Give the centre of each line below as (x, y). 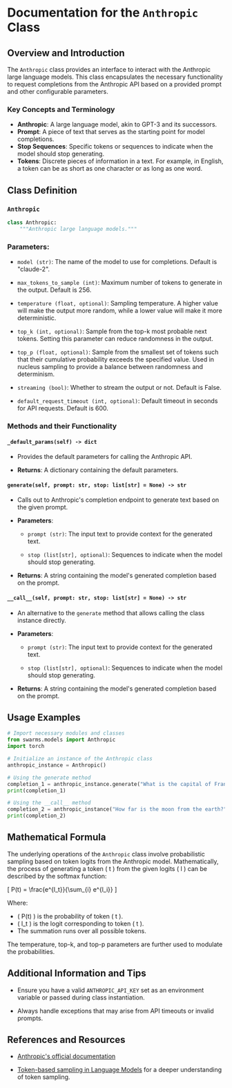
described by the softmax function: (57, 876)
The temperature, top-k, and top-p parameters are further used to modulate (115, 944)
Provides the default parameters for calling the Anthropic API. (105, 457)
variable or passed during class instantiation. (81, 997)
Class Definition (42, 190)
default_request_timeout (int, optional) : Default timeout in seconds (117, 401)
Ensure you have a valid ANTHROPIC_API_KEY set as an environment (110, 990)
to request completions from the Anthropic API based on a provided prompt (115, 84)
